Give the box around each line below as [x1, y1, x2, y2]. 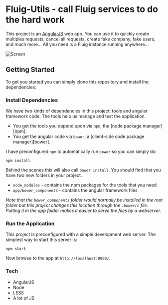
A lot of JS [12, 295, 35, 301]
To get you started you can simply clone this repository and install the [5, 78, 149, 84]
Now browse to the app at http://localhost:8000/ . [5, 255, 111, 261]
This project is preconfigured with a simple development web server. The [5, 231, 156, 237]
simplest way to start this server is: [5, 236, 78, 243]
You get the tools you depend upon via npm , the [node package [12, 123, 142, 129]
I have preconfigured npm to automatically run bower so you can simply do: [5, 148, 157, 154]
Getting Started [5, 65, 55, 74]
